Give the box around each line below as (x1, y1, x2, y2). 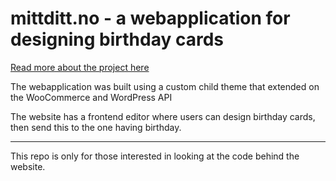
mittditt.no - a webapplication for (10, 7, 291, 30)
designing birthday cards (10, 28, 224, 51)
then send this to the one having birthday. (10, 121, 182, 133)
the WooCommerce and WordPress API (10, 91, 173, 103)
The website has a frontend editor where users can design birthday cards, (10, 110, 316, 122)
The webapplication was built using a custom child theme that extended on (10, 80, 320, 92)
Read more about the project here (10, 61, 150, 73)
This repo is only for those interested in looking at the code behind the (10, 150, 300, 162)
